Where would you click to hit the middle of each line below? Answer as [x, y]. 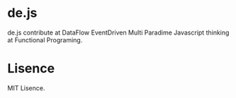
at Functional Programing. [45, 39]
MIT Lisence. [26, 88]
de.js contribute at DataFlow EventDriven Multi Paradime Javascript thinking [118, 32]
